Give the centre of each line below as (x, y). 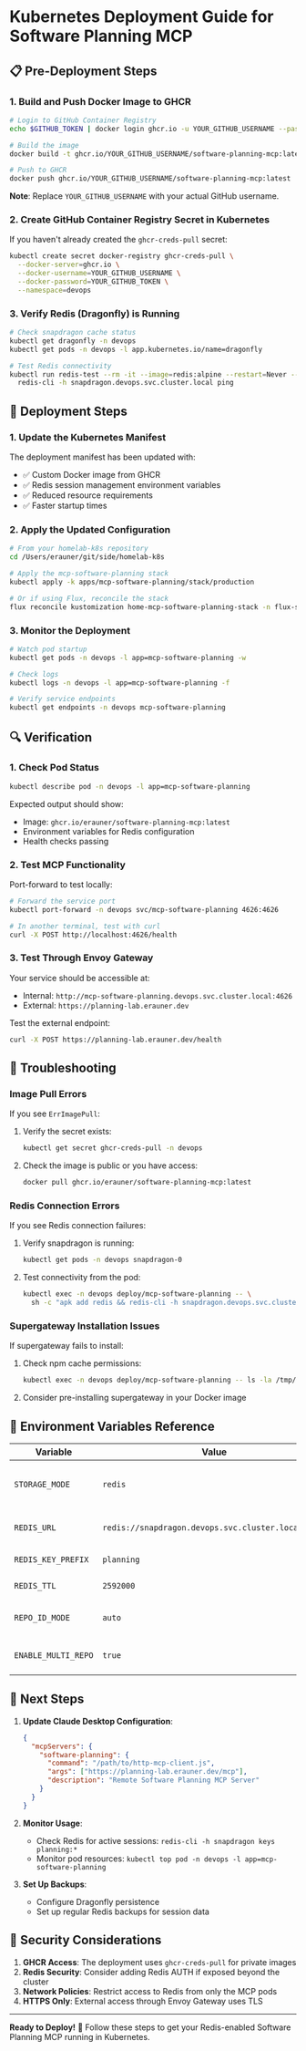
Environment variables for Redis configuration (108, 831)
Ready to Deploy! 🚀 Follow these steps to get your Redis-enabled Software (150, 2027)
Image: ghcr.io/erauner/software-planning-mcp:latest (126, 822)
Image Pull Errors (48, 1093)
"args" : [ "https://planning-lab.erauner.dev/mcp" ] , (147, 1772)
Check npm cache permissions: (82, 1363)
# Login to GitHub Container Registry (83, 120)
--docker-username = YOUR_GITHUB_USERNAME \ (99, 274)
